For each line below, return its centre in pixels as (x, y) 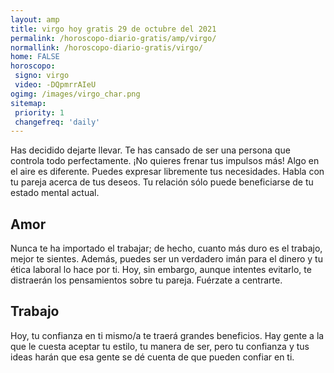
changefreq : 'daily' (57, 122)
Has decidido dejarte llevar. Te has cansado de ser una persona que (150, 150)
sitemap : (28, 103)
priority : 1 (39, 112)
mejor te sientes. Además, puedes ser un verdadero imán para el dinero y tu (166, 259)
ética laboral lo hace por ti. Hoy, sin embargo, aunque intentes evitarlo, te (161, 270)
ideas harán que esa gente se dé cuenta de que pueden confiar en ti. (152, 357)
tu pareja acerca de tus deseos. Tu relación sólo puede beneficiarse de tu (162, 182)
